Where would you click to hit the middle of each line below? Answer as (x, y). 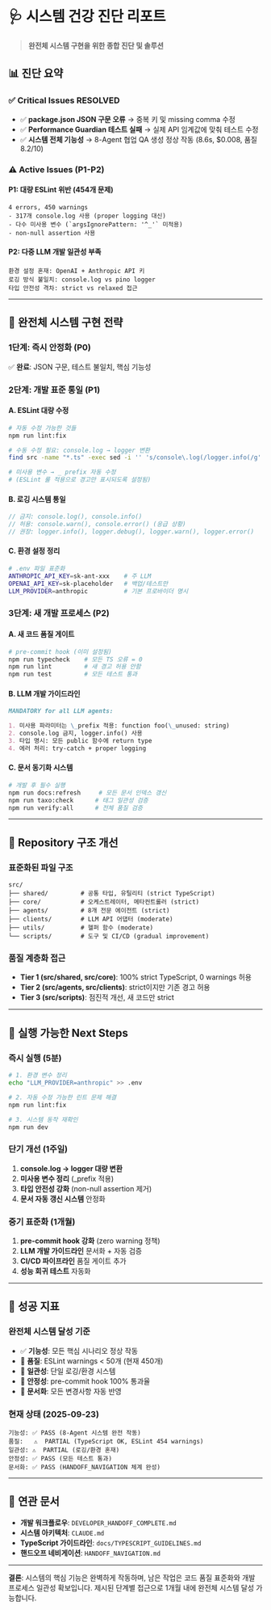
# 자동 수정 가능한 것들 (42, 428)
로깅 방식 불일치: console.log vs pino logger (82, 280)
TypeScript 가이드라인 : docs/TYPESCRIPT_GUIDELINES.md (110, 1543)
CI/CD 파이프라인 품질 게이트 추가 (73, 1261)
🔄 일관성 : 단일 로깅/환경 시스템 (68, 1371)
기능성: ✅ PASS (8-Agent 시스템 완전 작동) (75, 1433)
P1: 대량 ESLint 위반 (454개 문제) (61, 190)
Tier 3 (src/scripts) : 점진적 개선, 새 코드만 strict (97, 997)
